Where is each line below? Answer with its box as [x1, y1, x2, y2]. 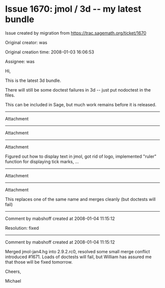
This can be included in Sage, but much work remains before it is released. [5, 101, 157, 107]
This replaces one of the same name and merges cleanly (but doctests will [5, 196, 156, 202]
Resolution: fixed [5, 225, 39, 231]
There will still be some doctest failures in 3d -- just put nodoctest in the [5, 87, 151, 93]
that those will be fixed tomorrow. [5, 259, 73, 265]
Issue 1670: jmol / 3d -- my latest [5, 3, 141, 15]
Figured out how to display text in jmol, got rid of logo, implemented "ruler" [5, 153, 157, 159]
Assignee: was [5, 58, 35, 64]
